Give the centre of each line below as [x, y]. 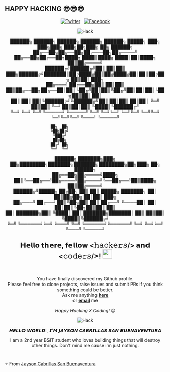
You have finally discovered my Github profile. [85, 278]
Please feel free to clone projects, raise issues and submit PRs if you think [85, 284]
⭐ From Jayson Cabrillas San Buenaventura [50, 364]
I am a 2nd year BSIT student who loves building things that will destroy [85, 340]
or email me [85, 300]
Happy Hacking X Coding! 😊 [85, 310]
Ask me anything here [85, 295]
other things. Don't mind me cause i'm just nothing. [85, 345]
